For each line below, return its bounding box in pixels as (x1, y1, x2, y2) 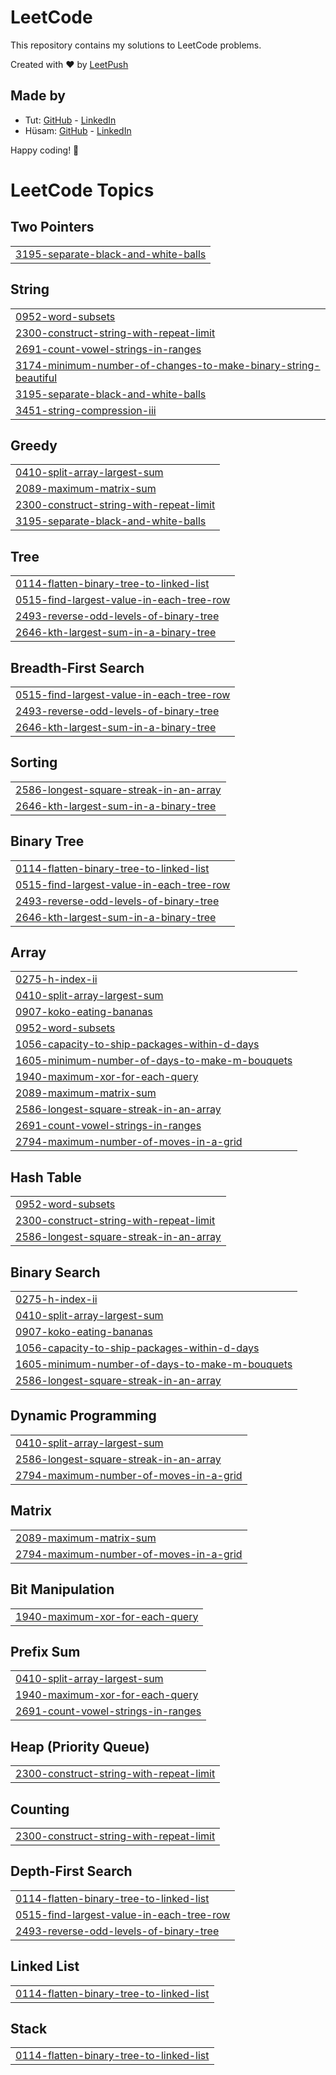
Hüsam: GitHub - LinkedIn (24, 124, 132, 136)
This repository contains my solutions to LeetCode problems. (10, 39, 262, 51)
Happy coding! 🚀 (10, 144, 80, 156)
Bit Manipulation (10, 1581, 115, 1598)
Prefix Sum (10, 1643, 81, 1660)
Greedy (10, 437, 58, 454)
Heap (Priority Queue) (10, 1738, 150, 1755)
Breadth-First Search (10, 659, 145, 676)
